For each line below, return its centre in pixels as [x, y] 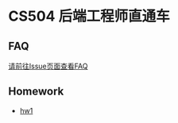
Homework [36, 92]
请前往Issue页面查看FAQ [48, 66]
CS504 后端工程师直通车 [89, 16]
